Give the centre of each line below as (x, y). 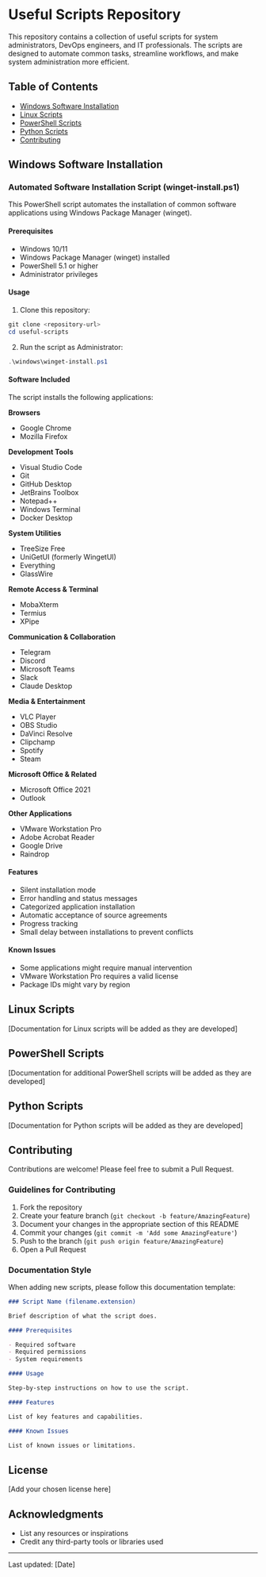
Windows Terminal (50, 509)
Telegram (35, 652)
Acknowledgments (56, 1514)
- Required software (42, 1344)
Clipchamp (37, 742)
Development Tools (41, 452)
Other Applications (40, 813)
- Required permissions (47, 1352)
